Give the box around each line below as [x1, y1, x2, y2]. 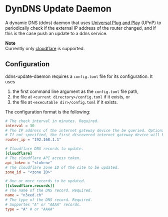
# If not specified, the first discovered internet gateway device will [5, 133, 160, 138]
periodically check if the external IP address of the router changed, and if [5, 25, 156, 31]
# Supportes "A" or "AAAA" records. [5, 202, 81, 207]
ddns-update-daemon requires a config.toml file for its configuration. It [5, 73, 153, 79]
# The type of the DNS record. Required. [5, 197, 93, 202]
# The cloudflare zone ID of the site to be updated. [5, 165, 120, 170]
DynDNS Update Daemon [5, 3, 111, 15]
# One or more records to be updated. [5, 179, 86, 184]
